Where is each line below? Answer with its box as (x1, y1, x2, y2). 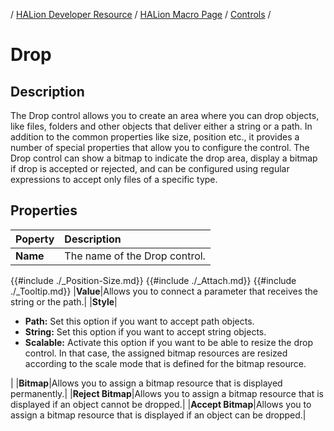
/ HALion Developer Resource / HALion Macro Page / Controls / (10, 9, 272, 20)
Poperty (15, 232, 55, 246)
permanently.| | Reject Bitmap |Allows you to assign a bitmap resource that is (10, 387, 324, 399)
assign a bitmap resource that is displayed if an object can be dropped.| (10, 409, 307, 421)
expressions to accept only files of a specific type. (10, 174, 218, 185)
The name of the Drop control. (64, 249, 206, 263)
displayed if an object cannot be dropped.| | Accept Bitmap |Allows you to (10, 398, 312, 410)
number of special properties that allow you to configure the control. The (10, 142, 310, 153)
